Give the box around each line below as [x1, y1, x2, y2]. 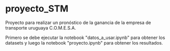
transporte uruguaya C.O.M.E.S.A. [5, 24, 76, 30]
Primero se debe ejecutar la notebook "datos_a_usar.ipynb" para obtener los [5, 34, 165, 40]
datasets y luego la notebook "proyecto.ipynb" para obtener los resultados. [5, 39, 163, 45]
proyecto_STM [5, 3, 69, 14]
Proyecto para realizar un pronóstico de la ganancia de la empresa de [5, 19, 151, 25]
